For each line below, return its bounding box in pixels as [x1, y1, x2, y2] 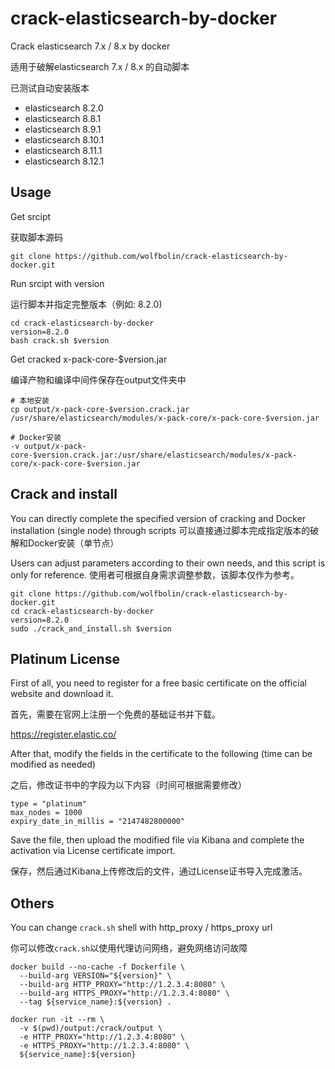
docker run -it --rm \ [10, 1015, 105, 1025]
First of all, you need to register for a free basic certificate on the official [10, 677, 307, 689]
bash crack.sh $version [10, 335, 110, 346]
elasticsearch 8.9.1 [24, 123, 102, 135]
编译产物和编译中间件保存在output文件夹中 [10, 373, 187, 386]
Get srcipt [10, 210, 52, 222]
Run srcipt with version [10, 277, 105, 289]
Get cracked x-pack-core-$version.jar [10, 353, 168, 365]
